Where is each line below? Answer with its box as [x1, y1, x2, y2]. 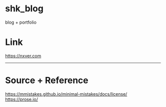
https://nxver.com [5, 53, 41, 59]
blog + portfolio [5, 19, 37, 25]
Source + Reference [5, 75, 89, 86]
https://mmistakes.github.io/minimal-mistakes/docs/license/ [5, 91, 127, 97]
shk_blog [5, 3, 43, 14]
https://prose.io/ [5, 96, 38, 102]
